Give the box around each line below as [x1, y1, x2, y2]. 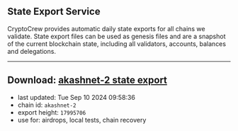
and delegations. [7, 47, 57, 55]
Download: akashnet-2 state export [7, 74, 168, 86]
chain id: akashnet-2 [17, 101, 76, 109]
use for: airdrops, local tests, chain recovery [17, 115, 147, 124]
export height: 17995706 [17, 108, 86, 116]
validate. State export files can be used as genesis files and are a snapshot [7, 32, 226, 40]
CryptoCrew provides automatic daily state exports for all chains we [7, 24, 205, 33]
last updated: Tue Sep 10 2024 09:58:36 [17, 93, 136, 101]
